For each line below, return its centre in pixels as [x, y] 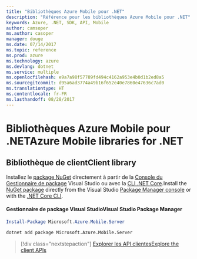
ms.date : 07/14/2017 [31, 45]
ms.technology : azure [33, 61]
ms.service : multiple [33, 72]
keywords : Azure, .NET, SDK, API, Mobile [58, 22]
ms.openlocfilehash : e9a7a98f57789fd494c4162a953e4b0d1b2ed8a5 [85, 77]
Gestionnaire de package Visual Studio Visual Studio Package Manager [94, 209]
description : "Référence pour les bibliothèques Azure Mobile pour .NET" [98, 17]
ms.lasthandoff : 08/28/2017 [41, 99]
